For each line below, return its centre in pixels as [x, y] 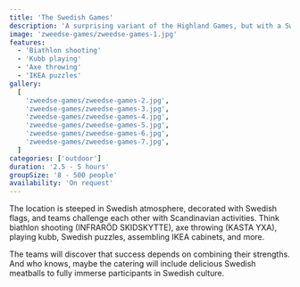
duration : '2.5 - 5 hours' [59, 167]
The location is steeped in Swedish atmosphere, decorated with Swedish [143, 209]
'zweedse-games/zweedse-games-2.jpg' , [97, 100]
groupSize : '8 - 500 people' [63, 175]
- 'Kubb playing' [50, 59]
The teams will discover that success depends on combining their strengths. [150, 254]
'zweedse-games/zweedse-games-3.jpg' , [97, 109]
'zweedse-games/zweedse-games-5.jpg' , [97, 126]
